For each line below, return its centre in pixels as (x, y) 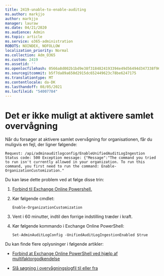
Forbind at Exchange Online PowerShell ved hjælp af (65, 254)
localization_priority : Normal (37, 50)
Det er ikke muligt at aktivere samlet (79, 116)
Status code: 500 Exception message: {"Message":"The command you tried (81, 158)
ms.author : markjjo (25, 14)
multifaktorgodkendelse (36, 259)
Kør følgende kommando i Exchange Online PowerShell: (68, 226)
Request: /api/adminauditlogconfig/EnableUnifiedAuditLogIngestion (75, 154)
